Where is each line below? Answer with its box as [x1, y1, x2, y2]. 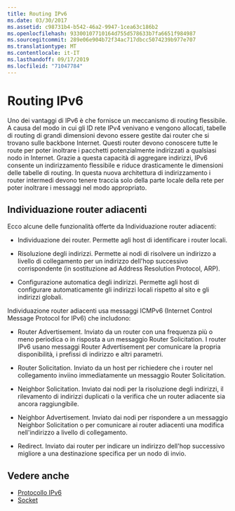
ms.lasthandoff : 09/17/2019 [7, 56, 90, 63]
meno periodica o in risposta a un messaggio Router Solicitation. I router [17, 335, 227, 344]
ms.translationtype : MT [7, 43, 77, 50]
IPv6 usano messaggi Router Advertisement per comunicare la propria [17, 342, 221, 351]
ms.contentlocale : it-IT [7, 50, 80, 57]
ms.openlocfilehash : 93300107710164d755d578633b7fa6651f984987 [7, 30, 196, 37]
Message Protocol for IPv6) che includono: [7, 314, 131, 323]
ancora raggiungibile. [17, 400, 79, 408]
